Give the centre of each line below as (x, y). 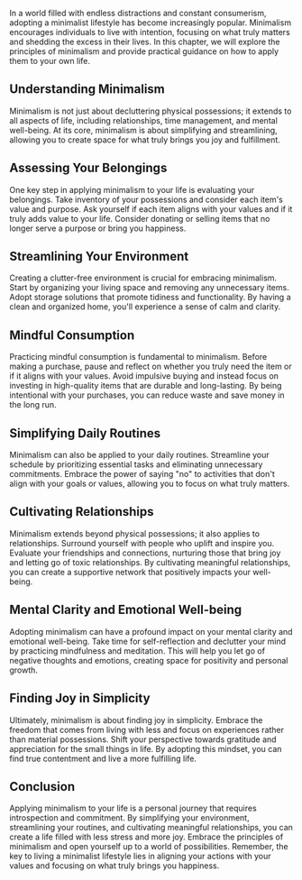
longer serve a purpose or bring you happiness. (98, 228)
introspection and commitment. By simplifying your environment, (129, 818)
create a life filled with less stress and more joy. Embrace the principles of (146, 837)
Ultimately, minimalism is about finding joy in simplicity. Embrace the (136, 720)
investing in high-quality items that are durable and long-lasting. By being (146, 386)
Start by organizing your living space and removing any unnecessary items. (150, 288)
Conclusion (42, 787)
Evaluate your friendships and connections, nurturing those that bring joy (145, 553)
